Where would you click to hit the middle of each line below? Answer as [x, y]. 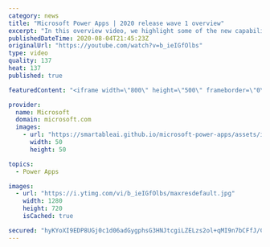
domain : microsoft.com [53, 120]
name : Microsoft [43, 112]
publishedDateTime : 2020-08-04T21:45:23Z [79, 38]
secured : [23, 230]
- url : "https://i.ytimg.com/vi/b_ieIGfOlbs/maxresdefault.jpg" [125, 194]
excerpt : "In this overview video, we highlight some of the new [120, 31]
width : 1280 [43, 201]
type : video [28, 53]
